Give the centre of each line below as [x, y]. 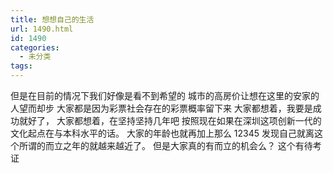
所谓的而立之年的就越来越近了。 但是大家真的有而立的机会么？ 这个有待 [165, 145]
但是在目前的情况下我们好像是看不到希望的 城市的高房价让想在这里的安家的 [165, 95]
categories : [35, 47]
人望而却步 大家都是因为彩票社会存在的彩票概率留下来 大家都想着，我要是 [161, 108]
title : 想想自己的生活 [52, 19]
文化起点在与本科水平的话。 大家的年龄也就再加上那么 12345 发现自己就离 [162, 133]
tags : [21, 66]
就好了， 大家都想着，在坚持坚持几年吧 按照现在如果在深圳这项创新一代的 [170, 120]
